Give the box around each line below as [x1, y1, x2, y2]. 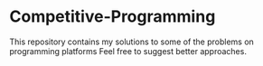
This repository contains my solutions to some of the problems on [9, 36, 255, 47]
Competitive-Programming [9, 6, 216, 27]
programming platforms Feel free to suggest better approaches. [9, 45, 247, 56]
